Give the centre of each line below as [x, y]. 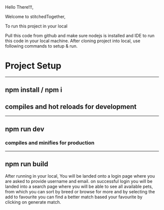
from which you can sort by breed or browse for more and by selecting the [80, 191]
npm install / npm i [34, 90]
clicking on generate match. [33, 202]
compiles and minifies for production [50, 143]
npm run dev [25, 129]
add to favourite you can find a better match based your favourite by [74, 197]
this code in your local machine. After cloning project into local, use [73, 41]
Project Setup [33, 66]
